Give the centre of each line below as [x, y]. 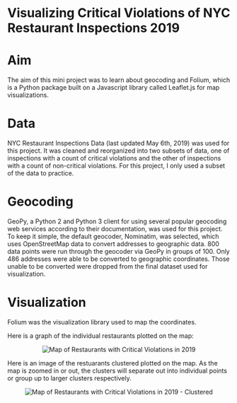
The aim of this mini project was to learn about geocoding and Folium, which [119, 80]
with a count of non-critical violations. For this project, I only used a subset [116, 166]
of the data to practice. [41, 173]
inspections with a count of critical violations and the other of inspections [114, 158]
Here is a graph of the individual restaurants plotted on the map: [101, 335]
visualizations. [28, 95]
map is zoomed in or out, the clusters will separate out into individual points [117, 370]
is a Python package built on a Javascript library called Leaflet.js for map [114, 88]
